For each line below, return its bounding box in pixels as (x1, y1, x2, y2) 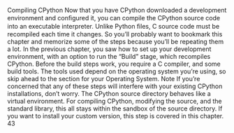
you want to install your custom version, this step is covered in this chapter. (7, 112, 224, 120)
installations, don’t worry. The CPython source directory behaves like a (7, 90, 211, 97)
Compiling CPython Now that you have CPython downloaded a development (7, 6, 227, 14)
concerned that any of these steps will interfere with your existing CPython (7, 82, 223, 90)
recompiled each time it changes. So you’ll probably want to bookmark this (7, 30, 223, 38)
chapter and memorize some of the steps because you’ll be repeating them (7, 38, 224, 45)
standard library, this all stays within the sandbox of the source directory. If (7, 104, 223, 113)
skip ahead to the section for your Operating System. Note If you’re (7, 75, 200, 83)
